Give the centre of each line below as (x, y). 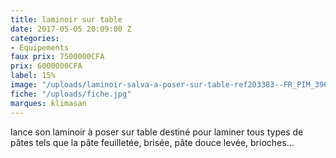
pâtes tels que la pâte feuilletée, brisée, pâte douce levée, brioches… (152, 142)
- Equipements (40, 47)
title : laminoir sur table (66, 19)
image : (24, 85)
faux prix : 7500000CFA (57, 57)
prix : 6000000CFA (46, 66)
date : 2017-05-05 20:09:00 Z (71, 29)
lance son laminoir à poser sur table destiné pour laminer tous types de (157, 132)
